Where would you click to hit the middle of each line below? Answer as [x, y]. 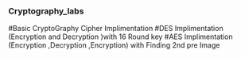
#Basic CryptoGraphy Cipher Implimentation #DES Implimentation [116, 29]
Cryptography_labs [46, 11]
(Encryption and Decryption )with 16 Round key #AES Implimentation [120, 37]
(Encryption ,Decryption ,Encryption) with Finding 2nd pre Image [114, 45]
